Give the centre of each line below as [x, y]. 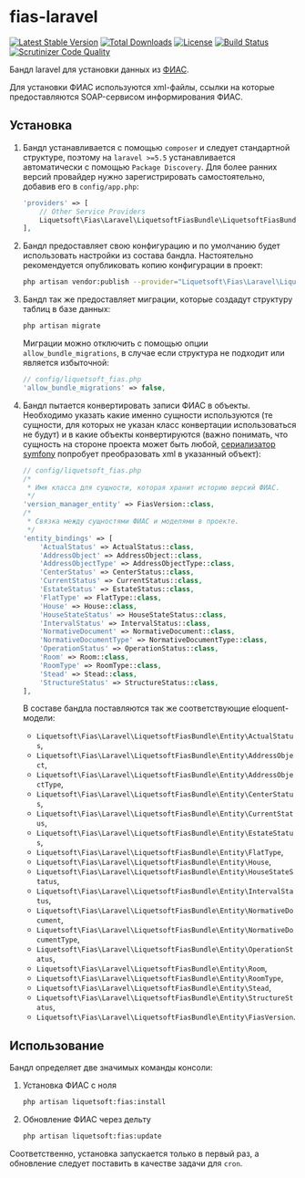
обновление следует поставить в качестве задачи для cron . [126, 1163]
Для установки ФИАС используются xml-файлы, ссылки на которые [142, 87]
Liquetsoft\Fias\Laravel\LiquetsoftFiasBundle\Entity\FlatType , [160, 852]
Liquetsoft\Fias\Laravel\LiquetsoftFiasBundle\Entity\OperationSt [165, 950]
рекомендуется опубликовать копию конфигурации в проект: [142, 266]
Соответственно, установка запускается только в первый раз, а [134, 1153]
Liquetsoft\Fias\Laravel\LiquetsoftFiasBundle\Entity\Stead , [153, 988]
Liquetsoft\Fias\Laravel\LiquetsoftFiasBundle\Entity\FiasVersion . [166, 1017]
